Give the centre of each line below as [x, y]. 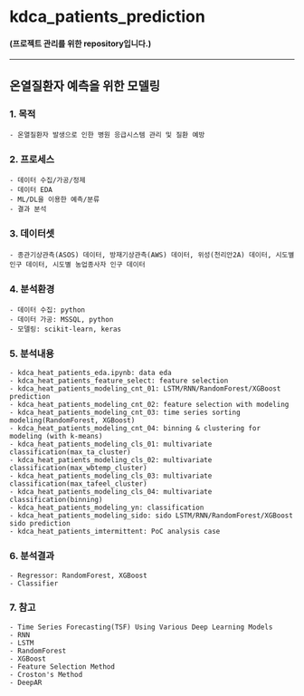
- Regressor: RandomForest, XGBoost [78, 575]
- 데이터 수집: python [47, 310]
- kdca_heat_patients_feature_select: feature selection [119, 381]
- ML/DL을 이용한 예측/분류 [55, 200]
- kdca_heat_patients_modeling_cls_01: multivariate [111, 445]
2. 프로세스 [32, 159]
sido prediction [40, 524]
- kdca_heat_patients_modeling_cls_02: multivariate [111, 460]
